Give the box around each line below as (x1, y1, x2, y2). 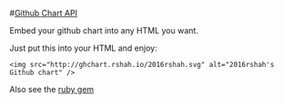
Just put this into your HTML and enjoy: (9, 43, 157, 53)
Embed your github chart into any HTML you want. (9, 25, 198, 35)
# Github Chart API (9, 8, 78, 18)
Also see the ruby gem (9, 84, 95, 94)
